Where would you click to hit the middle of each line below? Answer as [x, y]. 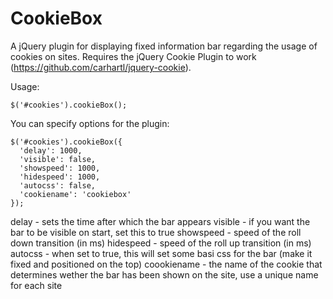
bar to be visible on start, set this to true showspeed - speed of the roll [156, 232]
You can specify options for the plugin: [90, 123]
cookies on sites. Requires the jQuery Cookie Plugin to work [133, 56]
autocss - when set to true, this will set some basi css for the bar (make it [161, 253]
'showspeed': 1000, [60, 168]
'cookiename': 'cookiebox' [75, 194]
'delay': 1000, [51, 150]
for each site [36, 285]
